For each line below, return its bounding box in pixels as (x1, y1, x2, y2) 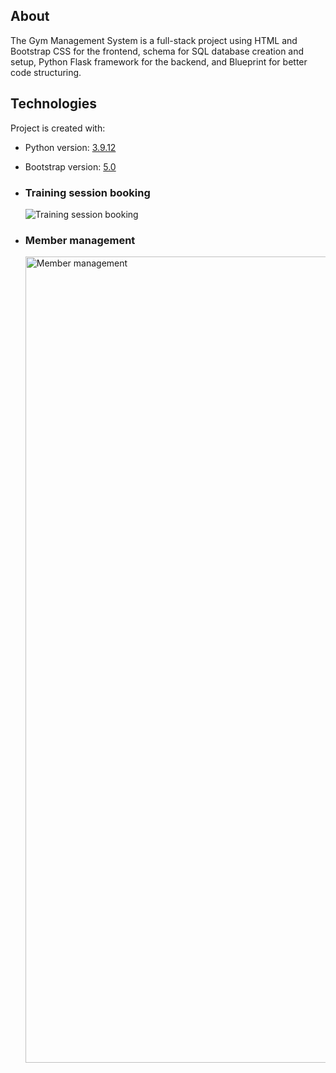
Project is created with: (10, 122, 106, 134)
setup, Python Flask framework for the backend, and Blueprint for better (10, 55, 308, 68)
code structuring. (10, 66, 82, 78)
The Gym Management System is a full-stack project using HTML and (10, 34, 298, 46)
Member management (24, 233, 136, 247)
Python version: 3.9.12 (24, 141, 117, 153)
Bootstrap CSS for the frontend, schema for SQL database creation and (10, 45, 305, 57)
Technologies (10, 95, 98, 113)
